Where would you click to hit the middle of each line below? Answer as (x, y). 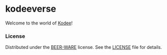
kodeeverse (31, 9)
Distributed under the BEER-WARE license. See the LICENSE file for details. (84, 47)
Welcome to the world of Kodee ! (39, 23)
